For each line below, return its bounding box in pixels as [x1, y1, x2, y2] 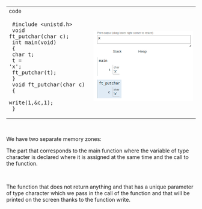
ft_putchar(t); [11, 69, 57, 76]
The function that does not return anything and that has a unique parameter [6, 183, 194, 190]
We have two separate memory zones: [6, 135, 102, 142]
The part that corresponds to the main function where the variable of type [6, 147, 189, 154]
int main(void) [11, 39, 57, 46]
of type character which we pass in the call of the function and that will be [6, 189, 191, 196]
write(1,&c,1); [8, 99, 54, 106]
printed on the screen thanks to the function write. [6, 196, 131, 203]
